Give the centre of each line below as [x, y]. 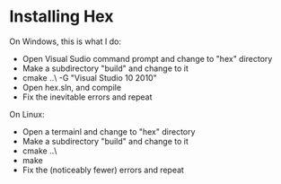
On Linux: [27, 114]
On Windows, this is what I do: [66, 41]
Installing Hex [61, 17]
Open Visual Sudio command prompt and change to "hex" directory [147, 58]
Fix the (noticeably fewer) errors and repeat [103, 170]
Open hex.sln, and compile [72, 87]
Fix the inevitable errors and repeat [87, 97]
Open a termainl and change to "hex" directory [109, 131]
